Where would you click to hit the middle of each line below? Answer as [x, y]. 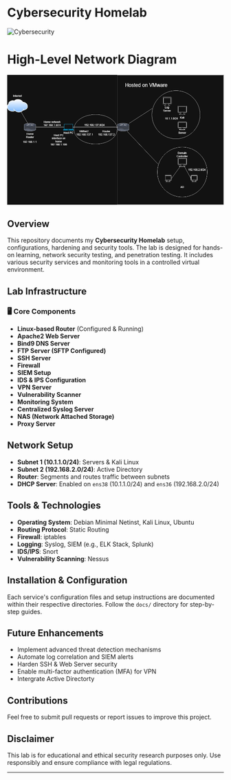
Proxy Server [36, 424]
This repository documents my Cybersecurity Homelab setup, [96, 240]
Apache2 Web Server [48, 336]
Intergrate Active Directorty [56, 679]
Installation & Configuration [67, 580]
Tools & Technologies [54, 506]
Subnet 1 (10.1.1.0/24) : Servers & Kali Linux [78, 462]
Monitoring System [45, 402]
